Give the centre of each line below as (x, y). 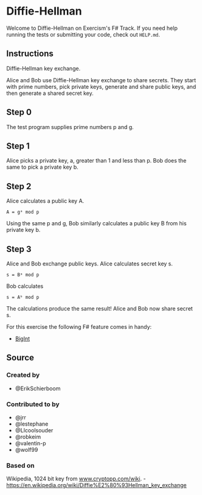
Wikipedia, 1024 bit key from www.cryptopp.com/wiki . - (76, 479)
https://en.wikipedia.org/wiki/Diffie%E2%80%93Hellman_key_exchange (96, 485)
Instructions (30, 54)
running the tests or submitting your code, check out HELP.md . (83, 34)
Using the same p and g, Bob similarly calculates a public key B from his (96, 223)
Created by (23, 375)
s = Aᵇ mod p (23, 297)
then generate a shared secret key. (50, 93)
